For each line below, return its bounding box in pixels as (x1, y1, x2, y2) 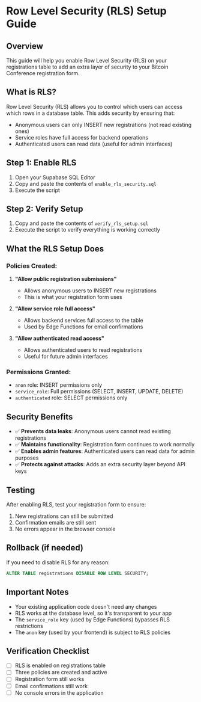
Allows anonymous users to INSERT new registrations (23, 287, 157, 294)
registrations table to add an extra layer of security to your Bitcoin (6, 63, 169, 70)
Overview (6, 41, 44, 51)
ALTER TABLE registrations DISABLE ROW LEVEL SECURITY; (6, 570, 149, 576)
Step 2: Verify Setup (6, 204, 83, 214)
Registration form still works (14, 676, 85, 683)
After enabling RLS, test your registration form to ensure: (6, 501, 146, 508)
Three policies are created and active (14, 669, 107, 676)
